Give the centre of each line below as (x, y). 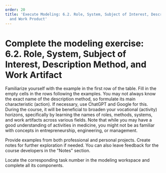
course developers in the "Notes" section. (48, 151)
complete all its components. (35, 166)
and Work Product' (29, 19)
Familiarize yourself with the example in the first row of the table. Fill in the (81, 88)
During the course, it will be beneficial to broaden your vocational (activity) (81, 110)
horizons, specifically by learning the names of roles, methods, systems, (79, 115)
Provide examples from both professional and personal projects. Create (78, 140)
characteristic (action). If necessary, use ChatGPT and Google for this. (77, 104)
